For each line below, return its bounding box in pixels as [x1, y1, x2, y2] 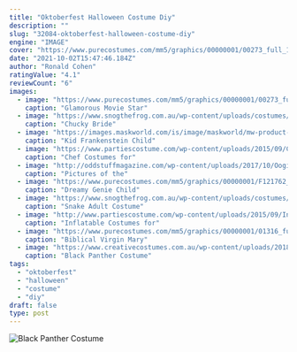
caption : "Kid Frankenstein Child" [25, 136, 156, 145]
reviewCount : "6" [9, 79, 73, 88]
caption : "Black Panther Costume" [25, 251, 152, 261]
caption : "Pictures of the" [25, 169, 128, 178]
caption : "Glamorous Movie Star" [25, 103, 148, 112]
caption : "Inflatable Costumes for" [25, 218, 161, 227]
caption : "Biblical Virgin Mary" [25, 235, 148, 244]
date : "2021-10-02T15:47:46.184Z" [9, 54, 137, 63]
